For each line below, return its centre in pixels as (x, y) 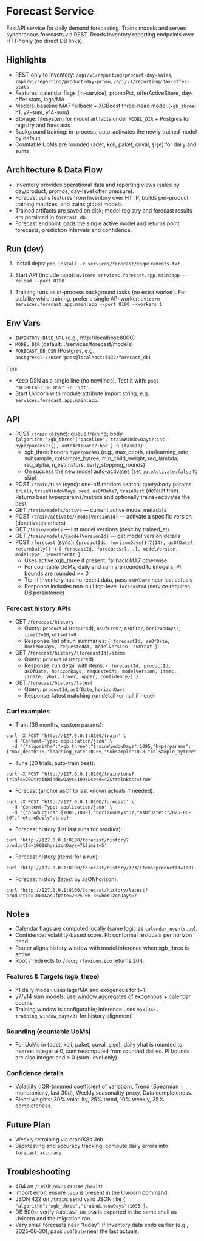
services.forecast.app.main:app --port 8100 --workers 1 (89, 305)
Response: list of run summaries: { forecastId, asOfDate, (97, 641)
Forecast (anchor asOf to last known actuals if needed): (85, 790)
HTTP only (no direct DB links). (45, 41)
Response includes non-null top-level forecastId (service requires (107, 586)
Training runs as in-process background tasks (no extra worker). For (100, 292)
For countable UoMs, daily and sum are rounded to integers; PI (103, 567)
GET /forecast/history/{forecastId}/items (70, 653)
